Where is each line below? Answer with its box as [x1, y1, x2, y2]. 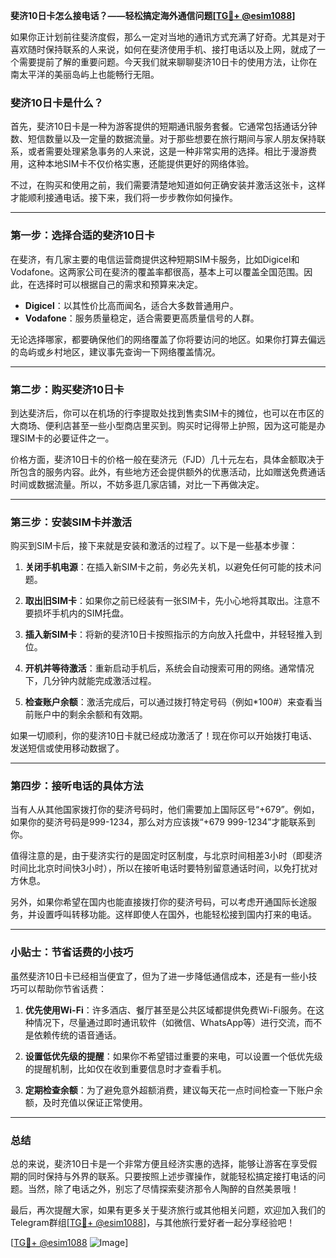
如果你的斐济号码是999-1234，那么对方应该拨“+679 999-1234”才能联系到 [10, 816, 316, 828]
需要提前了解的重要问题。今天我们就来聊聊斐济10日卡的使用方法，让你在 [18, 56, 318, 68]
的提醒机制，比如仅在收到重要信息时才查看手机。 [24, 1062, 227, 1074]
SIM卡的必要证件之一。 [18, 432, 115, 444]
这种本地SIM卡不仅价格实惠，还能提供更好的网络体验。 [27, 158, 255, 170]
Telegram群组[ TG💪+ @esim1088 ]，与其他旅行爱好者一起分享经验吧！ [10, 1217, 296, 1229]
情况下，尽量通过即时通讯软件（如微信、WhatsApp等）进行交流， [33, 1016, 305, 1028]
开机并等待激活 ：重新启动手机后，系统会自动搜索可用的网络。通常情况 [24, 662, 315, 674]
